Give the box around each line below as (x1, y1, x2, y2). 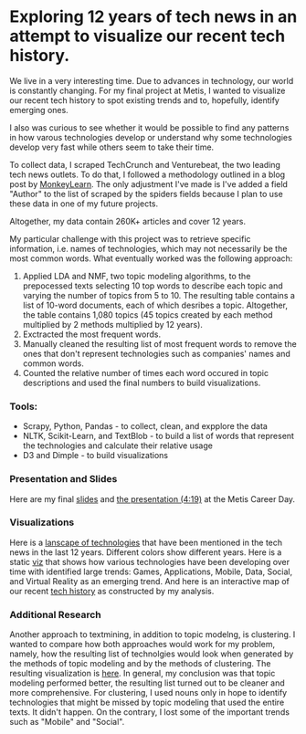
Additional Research (9, 608, 102, 621)
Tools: (9, 400, 38, 413)
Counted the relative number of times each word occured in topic (22, 367, 269, 378)
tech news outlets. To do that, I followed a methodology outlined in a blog (9, 169, 286, 180)
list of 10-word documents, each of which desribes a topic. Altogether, (22, 299, 288, 310)
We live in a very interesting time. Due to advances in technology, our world (9, 75, 294, 86)
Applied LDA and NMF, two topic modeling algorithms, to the (22, 270, 251, 281)
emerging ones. (9, 104, 69, 115)
